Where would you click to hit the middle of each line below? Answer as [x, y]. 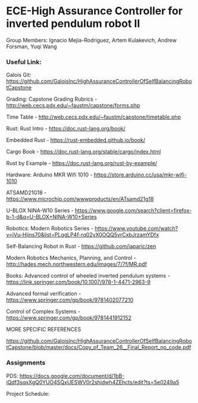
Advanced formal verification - [44, 294]
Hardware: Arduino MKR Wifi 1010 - [50, 175]
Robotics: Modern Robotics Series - [50, 228]
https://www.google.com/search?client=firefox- [133, 210]
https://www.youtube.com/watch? [136, 228]
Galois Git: [19, 75]
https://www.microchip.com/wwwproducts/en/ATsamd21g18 [80, 199]
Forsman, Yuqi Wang [32, 46]
